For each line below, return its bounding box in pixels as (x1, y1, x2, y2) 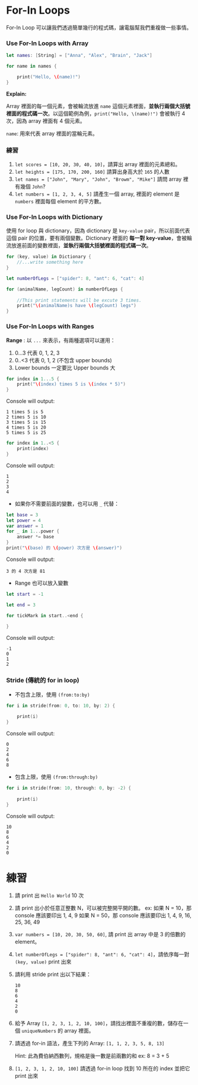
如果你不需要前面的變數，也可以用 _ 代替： (14, 500, 120, 507)
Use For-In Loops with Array (6, 39, 89, 47)
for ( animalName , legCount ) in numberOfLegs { (6, 286, 123, 292)
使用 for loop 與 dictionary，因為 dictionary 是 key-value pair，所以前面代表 (6, 227, 190, 234)
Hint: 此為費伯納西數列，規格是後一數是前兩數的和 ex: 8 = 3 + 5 (14, 1052, 170, 1060)
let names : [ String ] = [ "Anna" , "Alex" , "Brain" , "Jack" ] (6, 53, 152, 59)
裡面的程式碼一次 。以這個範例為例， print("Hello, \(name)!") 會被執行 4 (6, 110, 186, 117)
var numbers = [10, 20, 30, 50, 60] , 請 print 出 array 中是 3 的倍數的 (14, 931, 186, 938)
